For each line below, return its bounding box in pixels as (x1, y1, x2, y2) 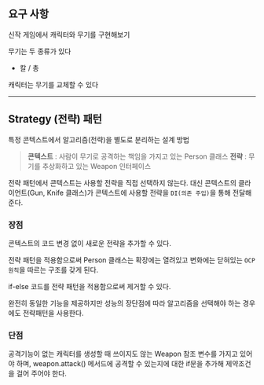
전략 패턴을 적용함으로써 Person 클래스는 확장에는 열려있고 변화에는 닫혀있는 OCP (8, 255, 255, 265)
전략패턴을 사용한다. (22, 308, 84, 317)
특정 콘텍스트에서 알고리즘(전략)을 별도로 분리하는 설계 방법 (8, 134, 190, 144)
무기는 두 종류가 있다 (8, 46, 71, 56)
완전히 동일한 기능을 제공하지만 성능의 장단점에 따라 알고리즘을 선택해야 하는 (8, 298, 241, 308)
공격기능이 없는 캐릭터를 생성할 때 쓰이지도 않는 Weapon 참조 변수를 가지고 (8, 349, 238, 359)
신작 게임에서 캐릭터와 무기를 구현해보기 (8, 30, 130, 39)
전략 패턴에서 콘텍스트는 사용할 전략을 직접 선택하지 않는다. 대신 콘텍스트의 (8, 178, 237, 187)
